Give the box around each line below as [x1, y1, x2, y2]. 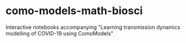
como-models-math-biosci [5, 4, 143, 18]
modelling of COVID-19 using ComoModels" [5, 29, 114, 37]
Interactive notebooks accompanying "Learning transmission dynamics [5, 24, 181, 31]
